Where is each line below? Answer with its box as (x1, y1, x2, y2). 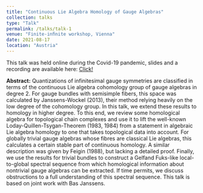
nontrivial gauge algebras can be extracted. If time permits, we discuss (6, 166, 184, 174)
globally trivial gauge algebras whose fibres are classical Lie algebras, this (6, 134, 192, 142)
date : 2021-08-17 (6, 37, 50, 43)
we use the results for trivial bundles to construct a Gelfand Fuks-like (6, 154, 179, 161)
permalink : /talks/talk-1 (6, 25, 72, 32)
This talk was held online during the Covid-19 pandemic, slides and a (6, 59, 178, 66)
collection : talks (6, 14, 53, 21)
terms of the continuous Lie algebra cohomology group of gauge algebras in (6, 83, 197, 90)
